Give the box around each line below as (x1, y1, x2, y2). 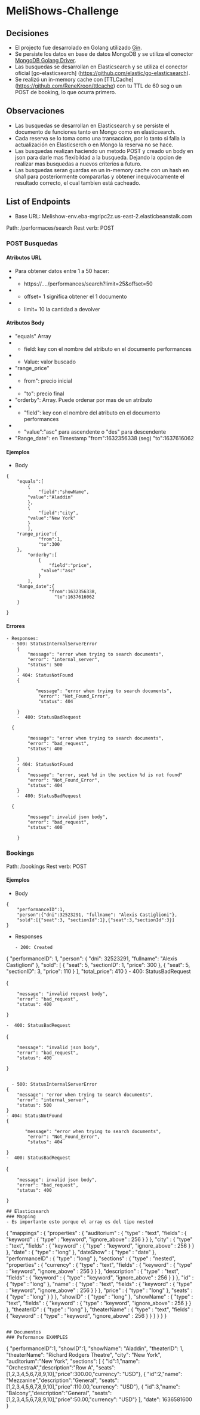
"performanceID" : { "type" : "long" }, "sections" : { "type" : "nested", (6, 1255, 176, 1262)
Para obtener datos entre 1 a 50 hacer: (14, 267, 109, 274)
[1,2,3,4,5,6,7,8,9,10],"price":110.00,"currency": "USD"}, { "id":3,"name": (6, 1383, 180, 1390)
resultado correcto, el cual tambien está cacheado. (14, 179, 141, 187)
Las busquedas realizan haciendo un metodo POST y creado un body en (14, 147, 193, 154)
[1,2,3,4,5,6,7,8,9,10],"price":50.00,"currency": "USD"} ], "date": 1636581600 (6, 1396, 192, 1403)
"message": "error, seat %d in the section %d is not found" (27, 772, 183, 778)
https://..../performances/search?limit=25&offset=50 (23, 280, 153, 287)
